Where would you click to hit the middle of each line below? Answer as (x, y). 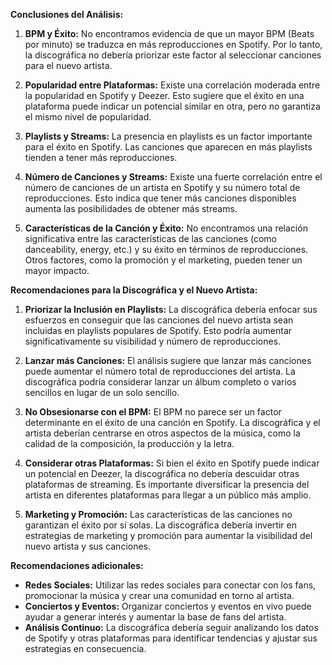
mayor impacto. (57, 270)
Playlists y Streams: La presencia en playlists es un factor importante (168, 136)
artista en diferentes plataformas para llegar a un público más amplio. (168, 495)
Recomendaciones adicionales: (77, 565)
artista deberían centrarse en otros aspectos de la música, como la (162, 433)
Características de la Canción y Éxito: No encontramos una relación (166, 228)
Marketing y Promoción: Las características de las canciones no (158, 514)
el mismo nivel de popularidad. (88, 117)
